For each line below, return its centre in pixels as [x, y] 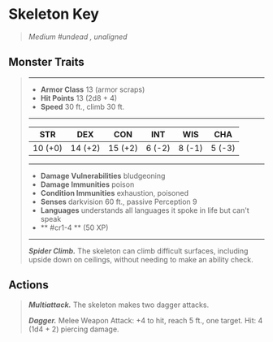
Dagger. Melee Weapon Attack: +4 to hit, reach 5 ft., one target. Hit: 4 [145, 320]
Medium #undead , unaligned [78, 37]
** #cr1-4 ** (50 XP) [74, 227]
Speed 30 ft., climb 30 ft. [82, 106]
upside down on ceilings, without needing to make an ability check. [141, 259]
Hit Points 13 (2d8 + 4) [79, 97]
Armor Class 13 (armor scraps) [93, 89]
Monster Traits [47, 62]
